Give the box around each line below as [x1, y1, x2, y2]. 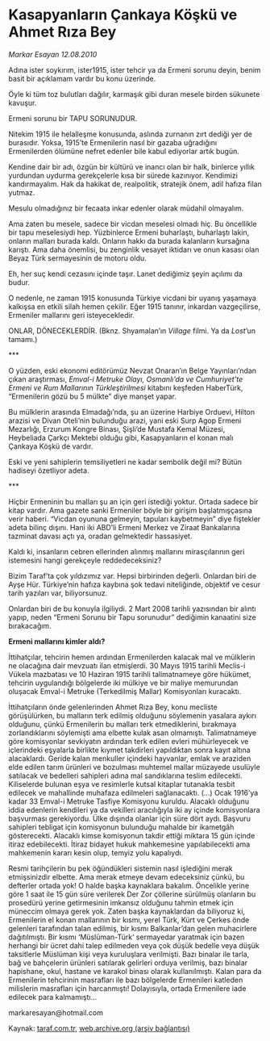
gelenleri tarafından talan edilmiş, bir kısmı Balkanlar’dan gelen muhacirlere [8, 923, 257, 933]
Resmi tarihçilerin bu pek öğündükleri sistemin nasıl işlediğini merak [8, 863, 233, 873]
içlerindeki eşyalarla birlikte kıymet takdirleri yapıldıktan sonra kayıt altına [8, 745, 251, 755]
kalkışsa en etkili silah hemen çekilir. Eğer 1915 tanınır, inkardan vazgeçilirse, [8, 301, 260, 311]
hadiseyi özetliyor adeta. [8, 466, 90, 475]
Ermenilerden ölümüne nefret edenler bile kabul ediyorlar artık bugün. [8, 146, 239, 156]
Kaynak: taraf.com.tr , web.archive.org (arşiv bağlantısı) [8, 1023, 191, 1033]
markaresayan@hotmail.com [8, 1007, 103, 1018]
